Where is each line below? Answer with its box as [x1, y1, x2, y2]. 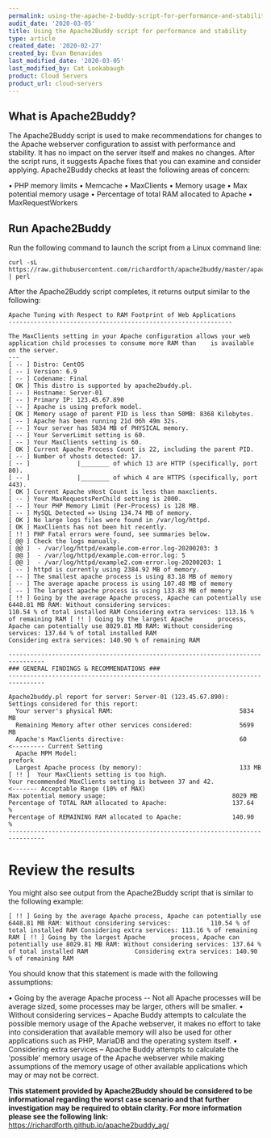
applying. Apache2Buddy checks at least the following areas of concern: [8, 165, 250, 175]
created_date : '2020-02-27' [8, 42, 103, 50]
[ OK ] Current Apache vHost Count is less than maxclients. [8, 488, 219, 496]
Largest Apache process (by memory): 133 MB [15, 764, 262, 772]
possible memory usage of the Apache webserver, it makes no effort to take [8, 1019, 261, 1029]
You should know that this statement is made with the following [8, 969, 219, 979]
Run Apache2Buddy [8, 221, 111, 235]
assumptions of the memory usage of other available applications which [8, 1062, 248, 1072]
